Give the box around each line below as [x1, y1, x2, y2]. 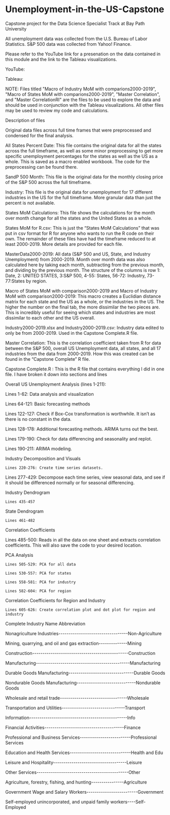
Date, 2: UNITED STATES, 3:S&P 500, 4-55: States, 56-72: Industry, [5, 272, 146, 278]
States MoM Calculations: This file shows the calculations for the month [5, 209, 155, 215]
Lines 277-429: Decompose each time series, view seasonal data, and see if [5, 474, 165, 480]
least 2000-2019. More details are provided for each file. [5, 241, 123, 247]
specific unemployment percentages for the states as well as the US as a [5, 153, 158, 159]
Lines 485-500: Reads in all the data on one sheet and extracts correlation [5, 537, 161, 543]
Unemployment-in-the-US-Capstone [5, 4, 164, 15]
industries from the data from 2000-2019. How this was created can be [5, 351, 154, 357]
